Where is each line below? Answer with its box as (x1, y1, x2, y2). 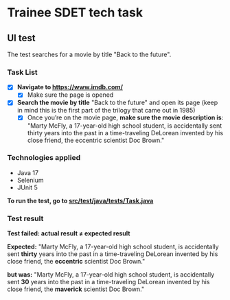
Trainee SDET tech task (7, 5, 143, 21)
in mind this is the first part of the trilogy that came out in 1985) (16, 106, 196, 115)
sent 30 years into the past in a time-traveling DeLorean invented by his (7, 278, 210, 286)
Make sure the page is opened (27, 91, 114, 99)
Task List (7, 67, 38, 77)
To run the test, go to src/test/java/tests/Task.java (7, 196, 154, 205)
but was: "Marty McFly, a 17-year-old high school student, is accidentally (7, 270, 215, 279)
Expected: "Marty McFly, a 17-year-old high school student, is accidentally (7, 242, 219, 251)
